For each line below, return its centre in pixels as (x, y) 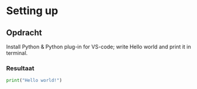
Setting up (32, 11)
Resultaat (20, 68)
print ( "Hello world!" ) (34, 81)
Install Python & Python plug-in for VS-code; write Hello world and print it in (99, 47)
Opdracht (24, 33)
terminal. (17, 53)
